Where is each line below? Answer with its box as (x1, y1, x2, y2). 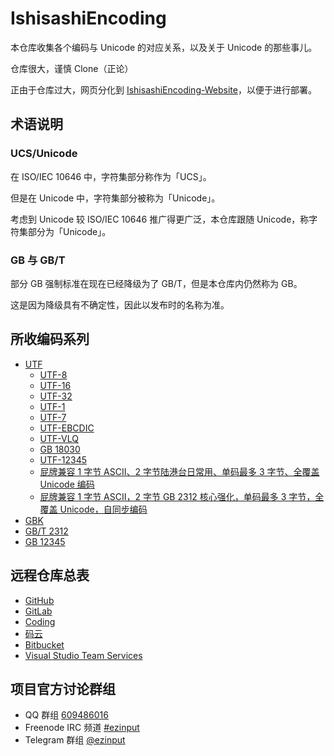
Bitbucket (24, 638, 65, 651)
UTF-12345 (39, 453, 87, 466)
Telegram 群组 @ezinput (24, 734, 126, 746)
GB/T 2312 (24, 525, 69, 537)
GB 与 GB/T (10, 253, 66, 267)
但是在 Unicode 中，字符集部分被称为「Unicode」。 (10, 192, 221, 204)
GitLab (24, 605, 53, 617)
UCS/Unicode (10, 147, 78, 161)
